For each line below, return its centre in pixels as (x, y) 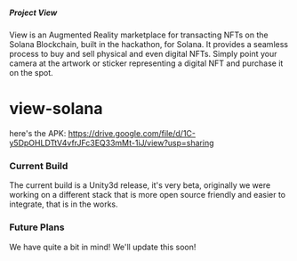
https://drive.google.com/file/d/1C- (132, 133)
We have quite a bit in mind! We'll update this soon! (103, 247)
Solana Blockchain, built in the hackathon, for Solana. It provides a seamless (149, 44)
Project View (33, 12)
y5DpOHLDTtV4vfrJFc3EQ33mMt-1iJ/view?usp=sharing (112, 143)
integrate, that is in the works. (64, 204)
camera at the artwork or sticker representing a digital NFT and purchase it (146, 63)
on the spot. (31, 72)
